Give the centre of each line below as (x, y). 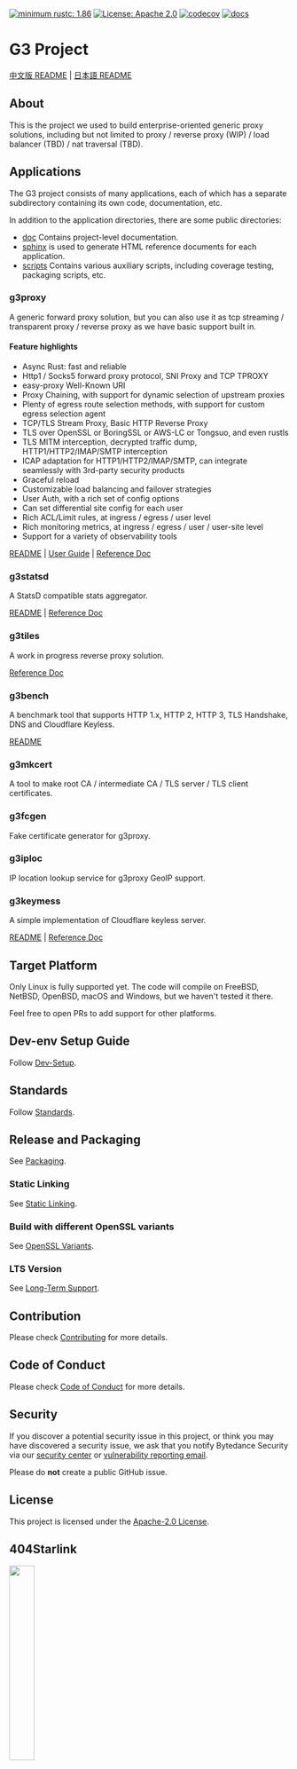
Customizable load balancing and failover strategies (117, 489)
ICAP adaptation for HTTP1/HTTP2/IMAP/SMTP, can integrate (135, 461)
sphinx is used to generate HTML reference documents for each (139, 246)
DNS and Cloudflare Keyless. (62, 724)
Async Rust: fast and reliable (74, 367)
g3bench (29, 695)
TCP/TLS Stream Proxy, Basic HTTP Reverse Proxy (115, 423)
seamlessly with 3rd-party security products (103, 470)
